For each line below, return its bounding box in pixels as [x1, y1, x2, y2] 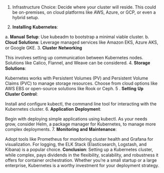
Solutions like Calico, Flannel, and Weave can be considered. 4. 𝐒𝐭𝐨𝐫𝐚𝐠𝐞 [5, 60, 150, 66]
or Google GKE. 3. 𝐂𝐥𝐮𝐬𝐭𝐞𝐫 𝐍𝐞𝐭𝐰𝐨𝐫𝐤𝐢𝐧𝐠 [5, 45, 82, 50]
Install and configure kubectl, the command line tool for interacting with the [5, 101, 157, 107]
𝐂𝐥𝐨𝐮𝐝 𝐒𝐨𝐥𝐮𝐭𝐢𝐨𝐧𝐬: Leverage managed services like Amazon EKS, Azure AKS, [5, 39, 158, 45]
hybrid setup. [12, 15, 39, 20]
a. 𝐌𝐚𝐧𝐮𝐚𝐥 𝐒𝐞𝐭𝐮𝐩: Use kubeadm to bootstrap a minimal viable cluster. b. [5, 34, 149, 40]
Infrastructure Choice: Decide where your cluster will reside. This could [12, 4, 156, 10]
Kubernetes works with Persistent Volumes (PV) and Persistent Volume [5, 75, 148, 81]
